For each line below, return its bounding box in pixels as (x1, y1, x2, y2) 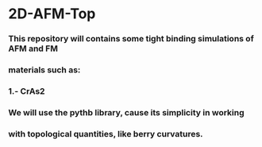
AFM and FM (8, 43, 58, 54)
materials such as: (8, 64, 81, 75)
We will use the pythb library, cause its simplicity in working (8, 106, 245, 118)
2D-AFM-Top (8, 5, 96, 23)
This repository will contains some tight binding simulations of (8, 33, 254, 44)
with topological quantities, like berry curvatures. (8, 128, 204, 139)
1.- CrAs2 (8, 85, 45, 96)
